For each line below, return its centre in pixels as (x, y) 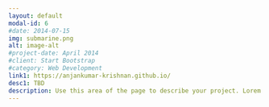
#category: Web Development (56, 68)
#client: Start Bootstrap (52, 61)
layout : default (35, 16)
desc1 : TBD (27, 83)
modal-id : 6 (28, 23)
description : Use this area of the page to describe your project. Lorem (135, 91)
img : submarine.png (41, 38)
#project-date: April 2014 (54, 53)
